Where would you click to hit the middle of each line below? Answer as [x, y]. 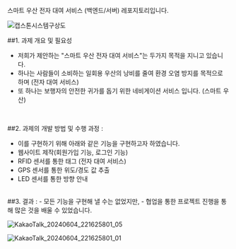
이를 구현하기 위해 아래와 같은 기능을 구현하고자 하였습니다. [99, 143]
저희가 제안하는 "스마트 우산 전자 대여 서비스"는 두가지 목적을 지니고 [111, 56]
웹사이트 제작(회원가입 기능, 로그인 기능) [73, 152]
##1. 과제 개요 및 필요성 [40, 40]
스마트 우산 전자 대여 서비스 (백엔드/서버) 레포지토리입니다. [88, 10]
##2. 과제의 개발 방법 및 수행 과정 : [55, 128]
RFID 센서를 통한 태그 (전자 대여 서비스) [72, 161]
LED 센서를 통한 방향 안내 [53, 179]
